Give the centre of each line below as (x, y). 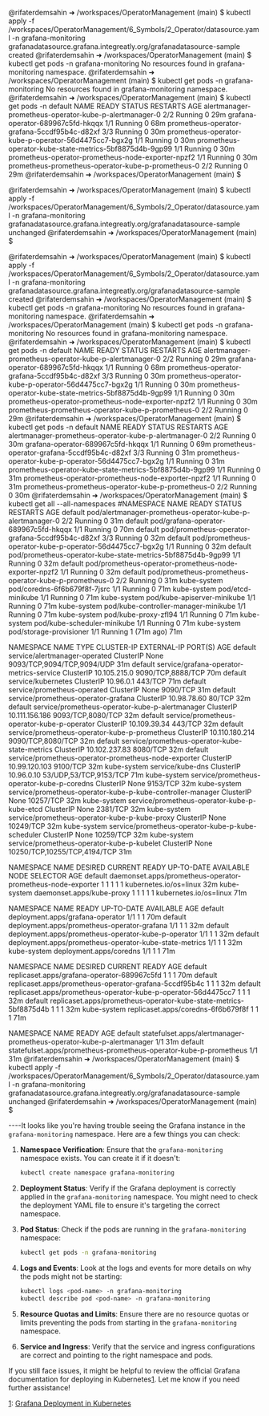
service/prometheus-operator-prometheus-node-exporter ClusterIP (120, 758)
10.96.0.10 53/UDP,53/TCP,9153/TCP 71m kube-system (99, 775)
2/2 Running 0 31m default (105, 521)
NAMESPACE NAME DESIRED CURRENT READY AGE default (108, 966)
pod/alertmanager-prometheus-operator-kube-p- (169, 512)
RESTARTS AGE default (47, 512)
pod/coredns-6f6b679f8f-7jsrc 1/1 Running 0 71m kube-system (112, 589)
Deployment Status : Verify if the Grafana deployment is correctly (128, 1188)
